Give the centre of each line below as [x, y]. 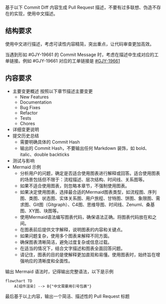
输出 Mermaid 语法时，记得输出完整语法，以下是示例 [59, 271]
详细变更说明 [25, 129]
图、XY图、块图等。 [40, 211]
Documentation [36, 102]
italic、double [34, 154]
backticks [59, 154]
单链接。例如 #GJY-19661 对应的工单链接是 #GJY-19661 [62, 61]
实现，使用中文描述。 [36, 14]
